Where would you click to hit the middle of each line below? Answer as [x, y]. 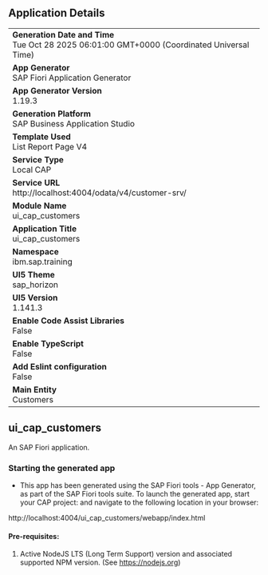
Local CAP [32, 170]
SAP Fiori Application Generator [72, 78]
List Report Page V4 [50, 146]
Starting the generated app [62, 468]
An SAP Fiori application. [49, 447]
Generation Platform [52, 114]
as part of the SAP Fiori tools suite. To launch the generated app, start [134, 493]
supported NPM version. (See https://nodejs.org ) [100, 562]
